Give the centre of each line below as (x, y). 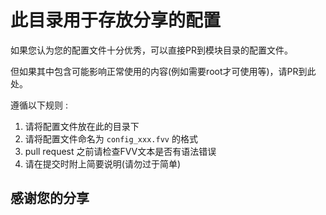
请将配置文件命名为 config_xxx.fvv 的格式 (111, 138)
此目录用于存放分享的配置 (116, 20)
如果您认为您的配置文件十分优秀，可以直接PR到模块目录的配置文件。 (151, 50)
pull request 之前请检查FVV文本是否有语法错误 (120, 151)
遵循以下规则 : (39, 105)
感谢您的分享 (50, 198)
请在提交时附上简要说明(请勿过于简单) (103, 163)
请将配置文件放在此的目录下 (82, 126)
